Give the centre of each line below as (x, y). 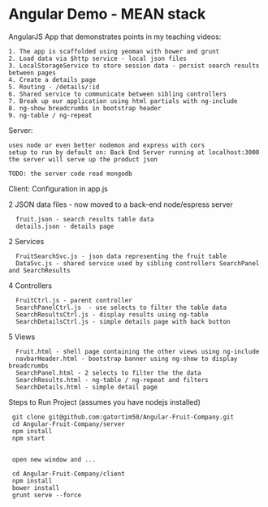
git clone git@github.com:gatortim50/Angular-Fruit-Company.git (123, 417)
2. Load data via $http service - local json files (97, 58)
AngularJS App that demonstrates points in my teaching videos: (115, 37)
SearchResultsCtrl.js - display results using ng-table (112, 314)
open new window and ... (54, 459)
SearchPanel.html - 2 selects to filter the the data (108, 373)
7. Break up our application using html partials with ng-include (123, 101)
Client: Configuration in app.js (58, 188)
